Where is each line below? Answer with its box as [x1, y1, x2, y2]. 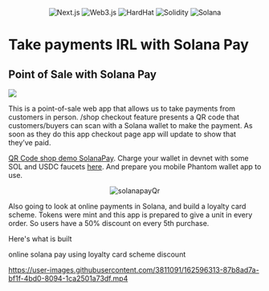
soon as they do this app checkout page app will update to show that [8, 129, 237, 139]
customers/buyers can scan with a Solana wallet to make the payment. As [8, 121, 253, 130]
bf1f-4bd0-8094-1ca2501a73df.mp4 [8, 273, 128, 283]
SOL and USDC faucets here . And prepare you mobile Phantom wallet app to [8, 162, 262, 172]
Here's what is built [8, 234, 72, 244]
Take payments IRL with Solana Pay [8, 36, 249, 54]
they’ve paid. [8, 138, 51, 148]
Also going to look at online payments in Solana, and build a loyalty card [8, 201, 247, 211]
